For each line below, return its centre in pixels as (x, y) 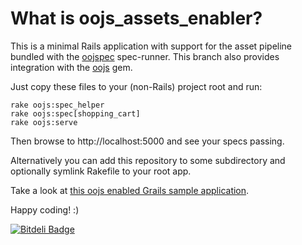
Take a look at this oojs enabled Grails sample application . (130, 190)
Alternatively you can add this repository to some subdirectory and (148, 160)
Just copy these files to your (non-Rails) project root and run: (136, 86)
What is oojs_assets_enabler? (136, 18)
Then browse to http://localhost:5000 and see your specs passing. (147, 141)
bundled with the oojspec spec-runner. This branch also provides (145, 56)
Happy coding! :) (45, 209)
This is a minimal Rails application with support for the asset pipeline (151, 46)
